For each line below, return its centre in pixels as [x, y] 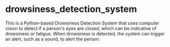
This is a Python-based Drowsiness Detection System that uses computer [82, 23]
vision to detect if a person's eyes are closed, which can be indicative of [81, 28]
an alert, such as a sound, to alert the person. [53, 39]
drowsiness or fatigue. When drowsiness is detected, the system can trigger [85, 33]
